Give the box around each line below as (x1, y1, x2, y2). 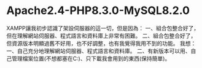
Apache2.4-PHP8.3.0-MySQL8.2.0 (6, 4, 190, 18)
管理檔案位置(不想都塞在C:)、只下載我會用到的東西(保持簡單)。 (11, 55, 171, 62)
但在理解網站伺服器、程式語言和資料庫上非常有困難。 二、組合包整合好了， (6, 32, 196, 39)
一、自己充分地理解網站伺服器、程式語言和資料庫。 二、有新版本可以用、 (6, 47, 191, 55)
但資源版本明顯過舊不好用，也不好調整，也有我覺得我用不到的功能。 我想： (6, 39, 196, 47)
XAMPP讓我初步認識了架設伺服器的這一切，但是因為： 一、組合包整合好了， (6, 24, 200, 32)
